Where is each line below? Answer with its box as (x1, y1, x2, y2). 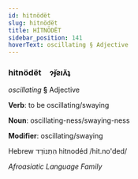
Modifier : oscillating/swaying (8, 131, 104, 141)
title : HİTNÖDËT (8, 26, 62, 34)
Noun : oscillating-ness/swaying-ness (8, 116, 130, 125)
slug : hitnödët (8, 19, 58, 27)
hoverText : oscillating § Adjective (8, 41, 129, 49)
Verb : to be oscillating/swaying (8, 101, 110, 110)
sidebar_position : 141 (8, 33, 83, 42)
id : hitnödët (8, 11, 51, 20)
